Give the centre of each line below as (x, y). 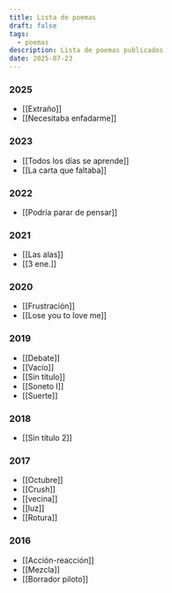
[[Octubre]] (42, 480)
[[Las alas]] (42, 254)
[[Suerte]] (40, 395)
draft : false (33, 26)
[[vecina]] (40, 499)
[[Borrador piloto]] (55, 579)
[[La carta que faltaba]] (64, 170)
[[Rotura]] (40, 518)
